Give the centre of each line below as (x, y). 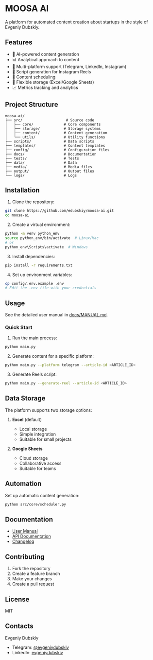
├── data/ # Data (41, 163)
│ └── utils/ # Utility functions (55, 137)
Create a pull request (33, 584)
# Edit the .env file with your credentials (51, 288)
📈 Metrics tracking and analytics (45, 87)
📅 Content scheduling (34, 77)
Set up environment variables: (42, 275)
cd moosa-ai (17, 215)
